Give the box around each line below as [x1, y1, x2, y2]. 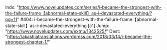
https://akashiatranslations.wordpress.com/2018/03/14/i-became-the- [7, 33, 152, 39]
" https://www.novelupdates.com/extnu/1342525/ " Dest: [5, 28, 120, 34]
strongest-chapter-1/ [5, 39, 48, 44]
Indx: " [5, 4, 19, 10]
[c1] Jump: [87, 22, 109, 28]
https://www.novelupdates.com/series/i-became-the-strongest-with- [18, 4, 162, 10]
